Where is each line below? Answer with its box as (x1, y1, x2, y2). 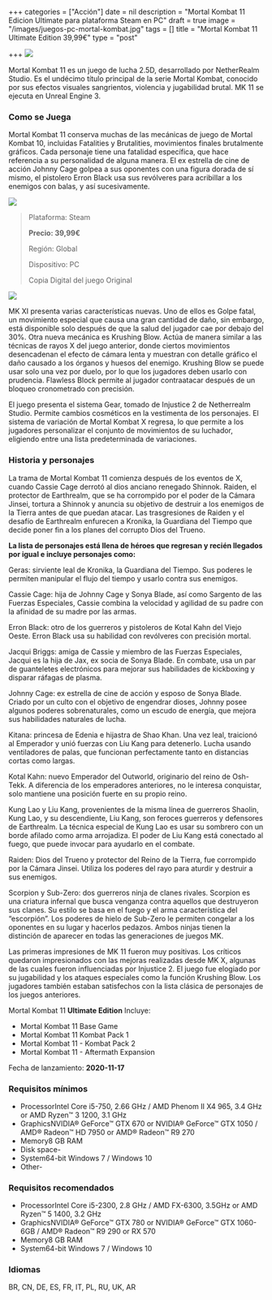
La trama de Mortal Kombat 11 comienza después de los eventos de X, (8, 473, 244, 482)
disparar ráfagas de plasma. (8, 672, 103, 682)
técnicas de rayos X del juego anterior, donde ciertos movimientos (8, 341, 231, 351)
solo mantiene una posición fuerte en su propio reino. (8, 788, 188, 798)
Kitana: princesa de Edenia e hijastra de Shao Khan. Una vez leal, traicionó (8, 730, 258, 740)
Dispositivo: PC (28, 260, 80, 270)
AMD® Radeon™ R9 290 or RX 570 (41, 1226, 156, 1237)
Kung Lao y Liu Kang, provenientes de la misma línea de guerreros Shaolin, (8, 804, 259, 814)
